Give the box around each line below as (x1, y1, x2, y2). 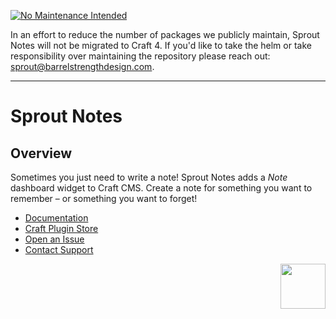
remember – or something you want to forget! (10, 193, 198, 204)
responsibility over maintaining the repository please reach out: (10, 50, 271, 62)
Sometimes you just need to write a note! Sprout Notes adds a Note (10, 171, 288, 183)
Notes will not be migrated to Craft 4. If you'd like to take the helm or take (10, 40, 312, 51)
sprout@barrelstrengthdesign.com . (10, 61, 155, 72)
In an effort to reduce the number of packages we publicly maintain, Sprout (10, 29, 320, 40)
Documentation (24, 212, 89, 224)
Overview (10, 145, 73, 162)
